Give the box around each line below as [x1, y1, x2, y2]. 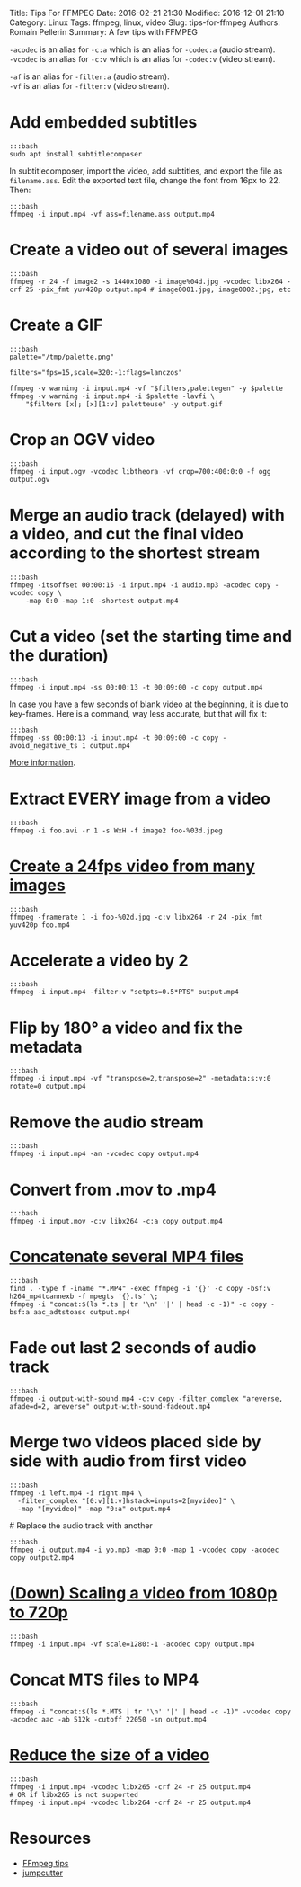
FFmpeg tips [22, 1857, 69, 1868]
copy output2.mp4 [9, 1553, 75, 1562]
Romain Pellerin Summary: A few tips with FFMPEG [9, 27, 199, 37]
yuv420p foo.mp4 [9, 921, 70, 930]
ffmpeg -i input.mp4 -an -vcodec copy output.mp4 [9, 1150, 199, 1159]
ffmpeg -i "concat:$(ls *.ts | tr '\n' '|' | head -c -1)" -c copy [9, 1300, 268, 1309]
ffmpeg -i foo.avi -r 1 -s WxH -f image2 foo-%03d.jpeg [9, 826, 223, 835]
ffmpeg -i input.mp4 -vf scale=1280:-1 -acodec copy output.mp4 [9, 1640, 255, 1649]
